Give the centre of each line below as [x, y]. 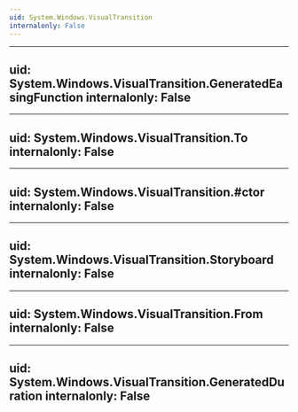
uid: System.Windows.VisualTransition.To [129, 138]
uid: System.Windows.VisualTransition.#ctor [137, 192]
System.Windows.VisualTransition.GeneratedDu [147, 382]
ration [26, 396]
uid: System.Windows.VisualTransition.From [136, 314]
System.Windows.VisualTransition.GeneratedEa [146, 84]
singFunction [47, 97]
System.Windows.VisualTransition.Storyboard [142, 260]
